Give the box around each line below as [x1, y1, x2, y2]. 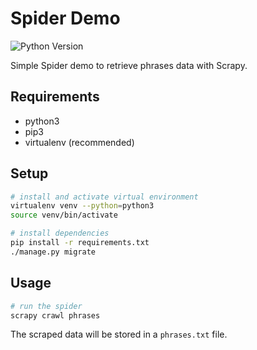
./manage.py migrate [10, 247, 97, 257]
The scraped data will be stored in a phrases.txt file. [10, 328, 228, 341]
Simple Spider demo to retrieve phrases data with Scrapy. [10, 59, 248, 71]
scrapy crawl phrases [10, 310, 101, 321]
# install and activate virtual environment [10, 192, 199, 202]
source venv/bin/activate [10, 210, 118, 221]
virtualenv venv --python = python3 [10, 201, 155, 211]
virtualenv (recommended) [24, 136, 135, 148]
